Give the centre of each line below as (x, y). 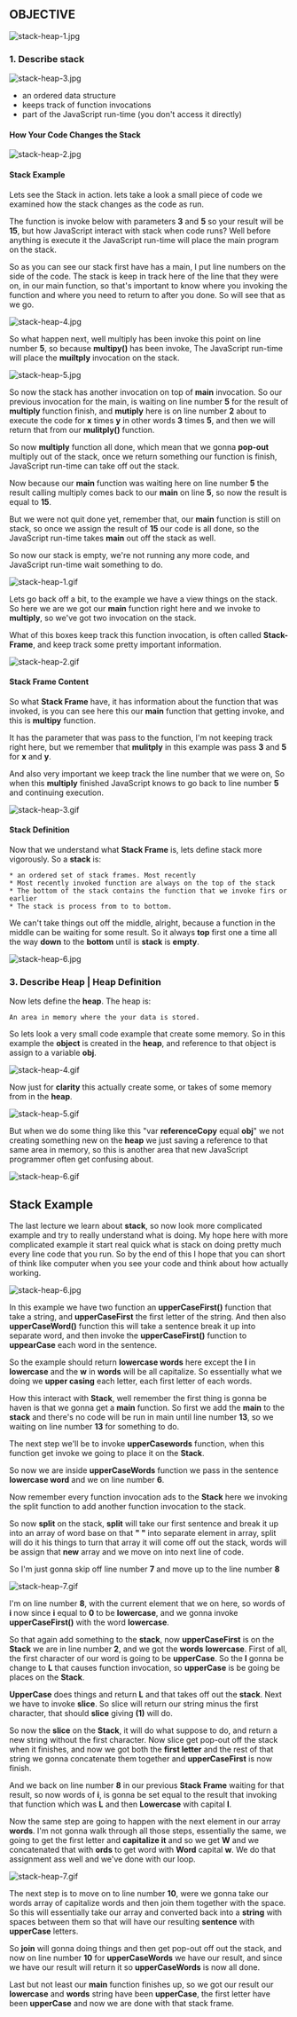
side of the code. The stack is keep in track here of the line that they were (144, 276)
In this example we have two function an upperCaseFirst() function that (141, 1307)
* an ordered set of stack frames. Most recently (103, 875)
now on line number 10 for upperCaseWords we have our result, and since (146, 1958)
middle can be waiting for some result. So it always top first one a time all (143, 932)
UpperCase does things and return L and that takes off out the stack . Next (145, 1695)
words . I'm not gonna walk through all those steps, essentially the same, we (148, 1831)
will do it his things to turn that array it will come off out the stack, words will (148, 1542)
